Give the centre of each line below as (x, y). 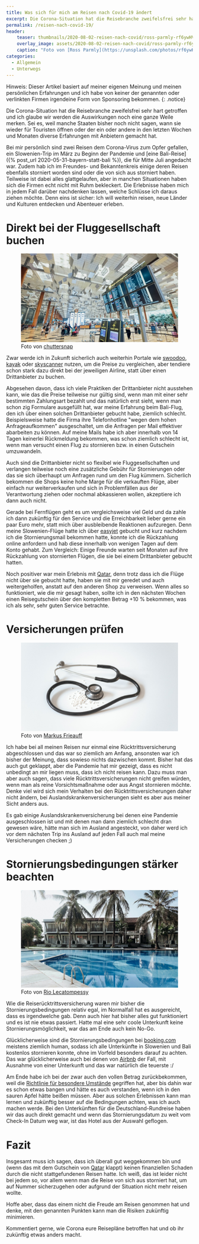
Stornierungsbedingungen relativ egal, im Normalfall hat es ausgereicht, (94, 1010)
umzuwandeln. (24, 451)
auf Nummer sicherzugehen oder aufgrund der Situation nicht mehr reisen (97, 1186)
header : (16, 31)
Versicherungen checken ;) (39, 840)
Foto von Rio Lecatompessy (55, 992)
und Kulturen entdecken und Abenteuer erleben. (65, 204)
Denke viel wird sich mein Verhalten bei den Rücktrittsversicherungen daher (99, 791)
